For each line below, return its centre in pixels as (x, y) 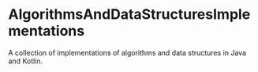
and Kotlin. (26, 61)
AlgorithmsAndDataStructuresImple (129, 14)
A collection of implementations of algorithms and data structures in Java (127, 52)
